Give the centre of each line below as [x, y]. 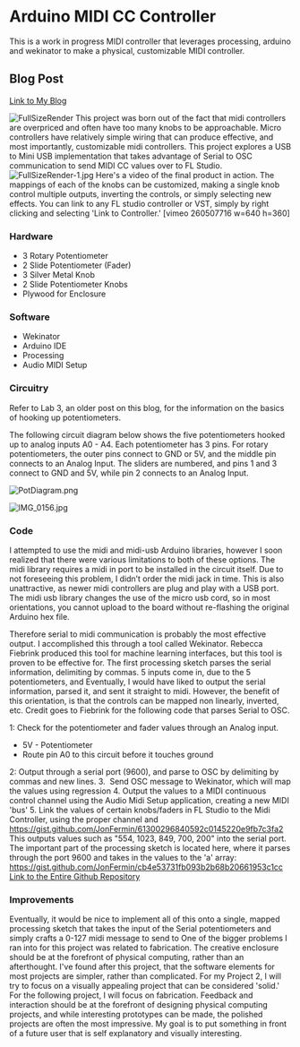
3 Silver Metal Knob [59, 275]
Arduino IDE [44, 346]
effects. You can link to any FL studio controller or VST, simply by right [139, 203]
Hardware [31, 236]
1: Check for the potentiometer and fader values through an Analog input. [144, 727]
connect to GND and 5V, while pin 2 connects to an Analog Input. [129, 473]
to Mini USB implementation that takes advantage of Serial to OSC [131, 156]
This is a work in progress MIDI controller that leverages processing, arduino [150, 41]
